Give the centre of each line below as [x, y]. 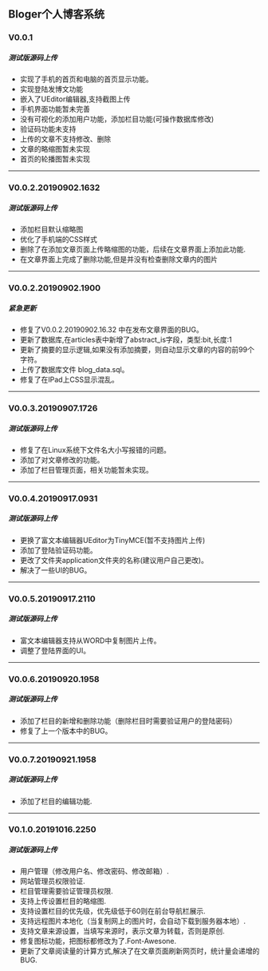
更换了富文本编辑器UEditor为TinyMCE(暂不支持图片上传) [112, 540]
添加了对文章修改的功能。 [62, 460]
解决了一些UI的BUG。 [55, 570]
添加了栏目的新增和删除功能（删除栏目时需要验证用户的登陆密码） [128, 720]
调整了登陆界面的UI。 [55, 650]
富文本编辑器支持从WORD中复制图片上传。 [90, 640]
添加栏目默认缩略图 [51, 229]
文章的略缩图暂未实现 [55, 149]
